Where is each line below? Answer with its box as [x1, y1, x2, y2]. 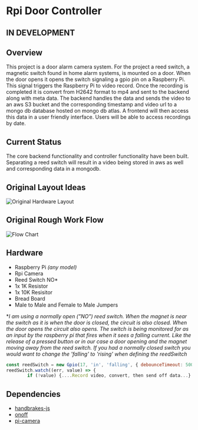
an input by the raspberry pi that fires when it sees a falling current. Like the [6, 331, 192, 338]
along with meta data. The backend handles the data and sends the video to [6, 95, 191, 102]
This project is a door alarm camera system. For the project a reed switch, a [6, 63, 190, 70]
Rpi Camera [14, 270, 44, 277]
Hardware [6, 248, 43, 258]
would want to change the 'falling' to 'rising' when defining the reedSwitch [6, 350, 187, 357]
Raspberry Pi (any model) [14, 263, 77, 271]
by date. [6, 120, 27, 127]
